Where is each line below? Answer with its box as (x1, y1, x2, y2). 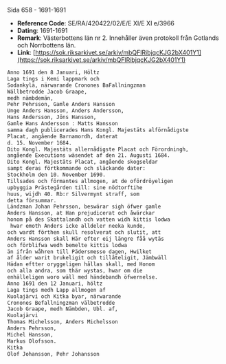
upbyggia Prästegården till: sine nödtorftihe (7, 184, 143, 191)
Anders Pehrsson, (7, 325, 57, 332)
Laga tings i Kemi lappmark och (7, 75, 100, 82)
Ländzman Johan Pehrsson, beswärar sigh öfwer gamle (7, 203, 161, 211)
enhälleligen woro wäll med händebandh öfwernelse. (7, 274, 158, 281)
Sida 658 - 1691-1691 (7, 6, 67, 14)
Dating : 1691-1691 (16, 27, 68, 34)
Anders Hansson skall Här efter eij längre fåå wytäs (7, 235, 165, 242)
